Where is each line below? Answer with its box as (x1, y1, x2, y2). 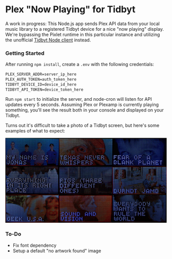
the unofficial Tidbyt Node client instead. (5, 37, 91, 43)
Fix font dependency (12, 242, 57, 248)
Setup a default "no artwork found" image (12, 247, 101, 254)
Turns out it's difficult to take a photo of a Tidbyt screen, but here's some (5, 122, 160, 128)
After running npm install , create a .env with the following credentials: (5, 61, 155, 68)
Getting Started (5, 50, 45, 57)
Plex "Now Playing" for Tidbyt (5, 4, 136, 15)
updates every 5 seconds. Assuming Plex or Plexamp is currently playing (5, 101, 159, 108)
